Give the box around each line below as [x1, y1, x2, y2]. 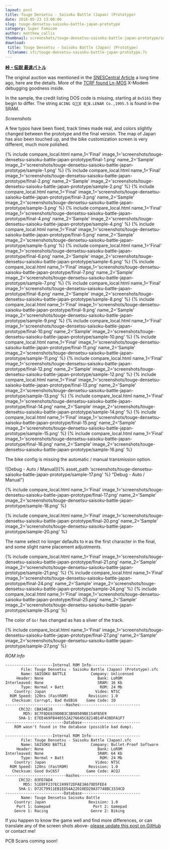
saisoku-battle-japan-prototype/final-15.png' [5, 419, 98, 426]
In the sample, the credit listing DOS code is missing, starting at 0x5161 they [5, 95, 162, 101]
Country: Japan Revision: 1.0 [14, 799, 118, 805]
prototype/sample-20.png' [5, 529, 60, 535]
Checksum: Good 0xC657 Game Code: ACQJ [12, 769, 121, 774]
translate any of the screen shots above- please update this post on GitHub [5, 822, 161, 829]
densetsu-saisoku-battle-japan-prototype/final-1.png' [5, 156, 117, 162]
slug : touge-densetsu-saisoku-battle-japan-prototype [5, 21, 121, 27]
